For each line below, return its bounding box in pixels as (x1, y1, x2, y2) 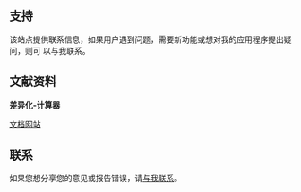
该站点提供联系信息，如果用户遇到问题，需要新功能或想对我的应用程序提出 (9, 34, 284, 45)
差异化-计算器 (9, 100, 61, 110)
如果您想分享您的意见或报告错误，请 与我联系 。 (9, 173, 182, 184)
